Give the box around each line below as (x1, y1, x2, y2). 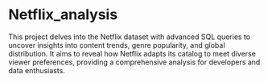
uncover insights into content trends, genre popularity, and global (8, 40, 225, 49)
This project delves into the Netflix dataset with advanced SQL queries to (8, 32, 251, 41)
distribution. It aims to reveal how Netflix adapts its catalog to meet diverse (8, 49, 256, 58)
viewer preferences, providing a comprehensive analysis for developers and (8, 57, 261, 67)
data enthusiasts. (8, 65, 66, 75)
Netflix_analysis (8, 6, 118, 24)
